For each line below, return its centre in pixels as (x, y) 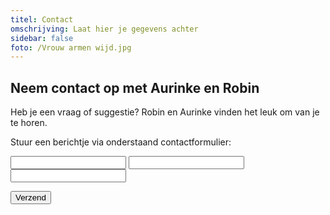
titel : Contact (42, 19)
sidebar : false (42, 38)
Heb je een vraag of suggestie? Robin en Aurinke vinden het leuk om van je (165, 112)
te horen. (29, 123)
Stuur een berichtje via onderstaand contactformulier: (121, 142)
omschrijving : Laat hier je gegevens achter (104, 29)
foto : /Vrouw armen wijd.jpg (71, 47)
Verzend (31, 197)
